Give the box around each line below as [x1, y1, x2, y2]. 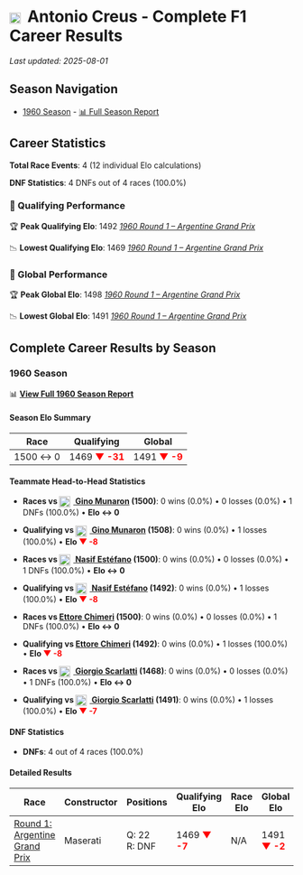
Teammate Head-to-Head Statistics [9, 476, 146, 487]
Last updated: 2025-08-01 [9, 55, 108, 66]
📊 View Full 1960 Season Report [9, 388, 134, 399]
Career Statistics [9, 135, 106, 151]
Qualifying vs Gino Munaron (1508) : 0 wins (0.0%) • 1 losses [22, 525, 268, 535]
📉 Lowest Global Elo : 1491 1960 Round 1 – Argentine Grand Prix [9, 311, 247, 321]
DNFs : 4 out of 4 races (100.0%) [22, 747, 144, 758]
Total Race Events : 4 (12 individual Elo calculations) [9, 160, 202, 171]
